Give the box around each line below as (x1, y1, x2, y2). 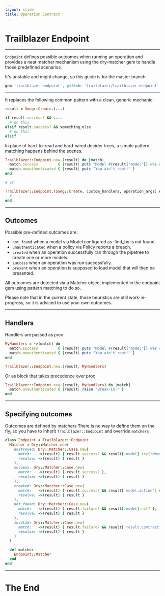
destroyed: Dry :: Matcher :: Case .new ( (14, 447, 89, 452)
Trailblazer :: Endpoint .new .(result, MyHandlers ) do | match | (5, 382, 131, 387)
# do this (9, 120, 29, 125)
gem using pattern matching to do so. (5, 285, 81, 291)
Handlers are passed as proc (5, 332, 64, 338)
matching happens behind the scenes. (5, 148, 82, 154)
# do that (9, 129, 29, 134)
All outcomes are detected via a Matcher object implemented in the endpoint (5, 280, 160, 286)
